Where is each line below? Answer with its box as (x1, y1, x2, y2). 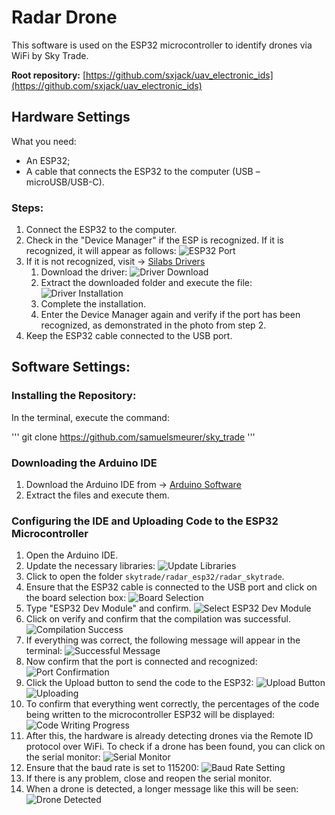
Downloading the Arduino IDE (11, 456, 158, 470)
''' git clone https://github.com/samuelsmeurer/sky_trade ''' (11, 431, 256, 443)
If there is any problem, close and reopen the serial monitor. (25, 772, 273, 785)
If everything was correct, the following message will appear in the (25, 634, 301, 646)
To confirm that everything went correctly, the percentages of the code (25, 698, 320, 710)
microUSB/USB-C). (25, 176, 105, 188)
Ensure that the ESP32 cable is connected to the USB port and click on (25, 581, 318, 593)
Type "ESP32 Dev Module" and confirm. (25, 602, 192, 615)
